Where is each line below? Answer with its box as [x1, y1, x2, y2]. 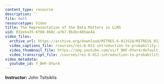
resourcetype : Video [5, 20, 47, 26]
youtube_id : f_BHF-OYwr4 [9, 61, 60, 66]
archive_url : [9, 39, 36, 44]
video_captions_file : [9, 43, 54, 48]
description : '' [5, 12, 38, 17]
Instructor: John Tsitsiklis [5, 75, 57, 81]
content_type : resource [5, 7, 54, 12]
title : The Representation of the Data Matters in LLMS [5, 25, 121, 30]
